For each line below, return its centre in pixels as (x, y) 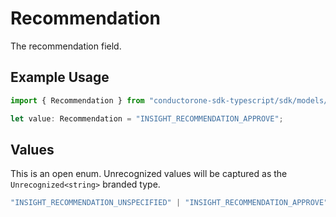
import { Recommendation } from (77, 100)
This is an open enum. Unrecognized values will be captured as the (149, 174)
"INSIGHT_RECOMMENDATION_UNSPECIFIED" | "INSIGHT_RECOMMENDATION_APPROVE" (169, 203)
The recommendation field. (66, 46)
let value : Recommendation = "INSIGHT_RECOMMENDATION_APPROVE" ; (147, 118)
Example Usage (60, 77)
